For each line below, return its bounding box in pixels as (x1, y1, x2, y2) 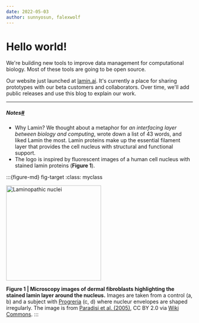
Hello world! (6, 40, 67, 54)
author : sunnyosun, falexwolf (6, 14, 81, 20)
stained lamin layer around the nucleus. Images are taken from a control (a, (6, 292, 192, 299)
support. (14, 149, 36, 156)
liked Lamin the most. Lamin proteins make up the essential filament (14, 137, 181, 144)
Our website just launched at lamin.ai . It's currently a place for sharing (6, 77, 178, 84)
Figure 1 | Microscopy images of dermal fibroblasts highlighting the (6, 286, 175, 293)
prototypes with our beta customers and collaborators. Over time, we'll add (6, 84, 190, 91)
